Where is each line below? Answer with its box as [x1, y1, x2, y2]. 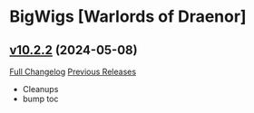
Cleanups [22, 84, 59, 94]
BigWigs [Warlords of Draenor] [9, 6, 247, 27]
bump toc [22, 93, 59, 104]
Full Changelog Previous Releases [9, 66, 137, 77]
